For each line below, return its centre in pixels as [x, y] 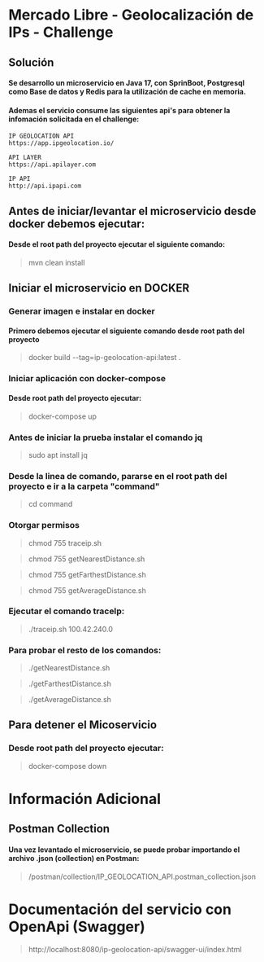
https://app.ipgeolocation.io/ [61, 143]
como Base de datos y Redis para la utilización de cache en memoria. [127, 92]
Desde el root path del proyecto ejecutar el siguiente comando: [117, 244]
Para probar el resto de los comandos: [85, 650]
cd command [50, 504]
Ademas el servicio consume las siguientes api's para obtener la [119, 110]
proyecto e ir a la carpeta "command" [84, 486]
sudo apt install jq [58, 455]
